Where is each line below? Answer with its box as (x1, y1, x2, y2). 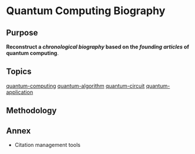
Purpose (6, 28, 38, 38)
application (6, 89, 34, 96)
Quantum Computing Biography (6, 4, 165, 18)
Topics (6, 67, 32, 77)
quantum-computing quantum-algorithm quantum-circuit (6, 82, 145, 89)
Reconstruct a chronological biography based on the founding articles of (6, 43, 190, 50)
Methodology (6, 106, 57, 116)
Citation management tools (14, 142, 81, 149)
